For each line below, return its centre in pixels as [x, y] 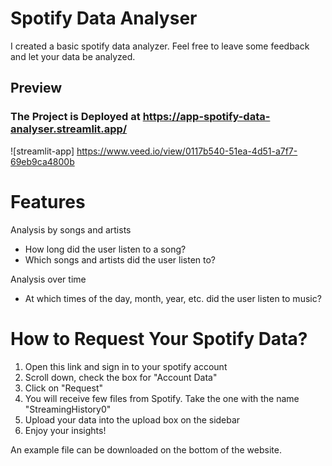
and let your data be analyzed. [73, 56]
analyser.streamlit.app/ [69, 129]
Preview [36, 88]
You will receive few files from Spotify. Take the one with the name [162, 398]
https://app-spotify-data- [206, 117]
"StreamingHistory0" [68, 409]
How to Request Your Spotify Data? [159, 338]
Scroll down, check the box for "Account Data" [121, 377]
